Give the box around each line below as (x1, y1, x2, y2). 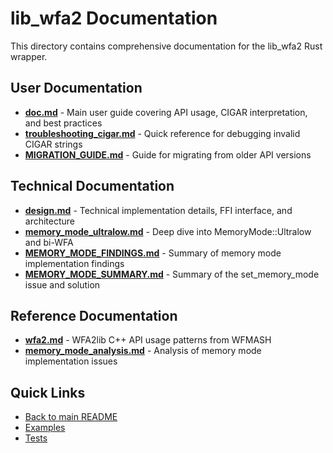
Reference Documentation (10, 307, 178, 324)
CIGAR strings (24, 138, 83, 150)
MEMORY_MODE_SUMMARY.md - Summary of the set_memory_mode (24, 268, 320, 280)
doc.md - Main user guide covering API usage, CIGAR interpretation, (24, 106, 308, 118)
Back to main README (24, 411, 118, 423)
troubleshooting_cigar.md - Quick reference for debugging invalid (24, 127, 301, 139)
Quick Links (10, 384, 86, 401)
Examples (24, 422, 66, 434)
